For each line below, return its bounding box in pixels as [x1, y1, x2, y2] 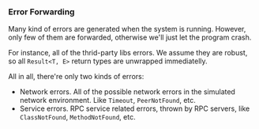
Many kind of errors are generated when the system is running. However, [8, 25, 246, 34]
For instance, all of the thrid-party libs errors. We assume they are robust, [8, 48, 248, 58]
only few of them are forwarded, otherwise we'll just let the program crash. [8, 32, 252, 42]
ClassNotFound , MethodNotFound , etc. [19, 112, 136, 122]
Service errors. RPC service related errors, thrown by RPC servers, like [19, 104, 250, 113]
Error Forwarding [8, 6, 75, 17]
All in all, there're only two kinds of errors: [8, 72, 145, 82]
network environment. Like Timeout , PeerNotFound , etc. [19, 96, 196, 105]
